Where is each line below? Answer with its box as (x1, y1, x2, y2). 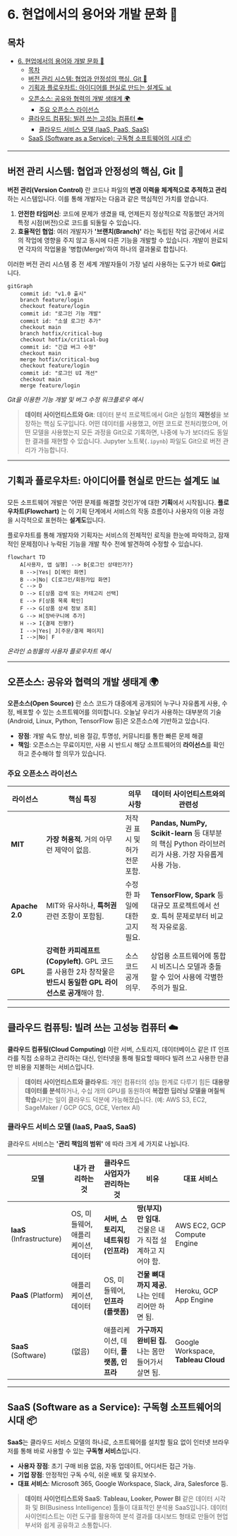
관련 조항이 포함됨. (46, 911, 104, 921)
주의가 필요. (150, 982, 188, 992)
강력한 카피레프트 (46, 946, 101, 955)
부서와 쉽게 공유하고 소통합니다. (24, 1520, 111, 1529)
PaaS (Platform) (11, 1290, 64, 1300)
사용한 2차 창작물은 (54, 967, 115, 977)
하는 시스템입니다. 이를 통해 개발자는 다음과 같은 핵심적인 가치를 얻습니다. (7, 194, 209, 203)
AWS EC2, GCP (175, 1220, 226, 1230)
